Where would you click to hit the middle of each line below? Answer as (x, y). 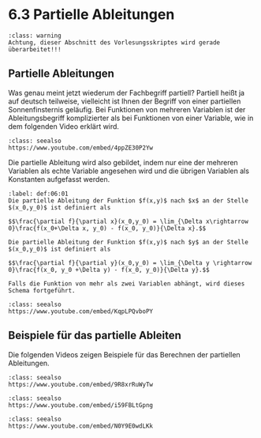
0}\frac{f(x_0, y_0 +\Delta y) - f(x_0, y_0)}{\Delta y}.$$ (109, 270)
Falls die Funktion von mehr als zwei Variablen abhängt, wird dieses (127, 283)
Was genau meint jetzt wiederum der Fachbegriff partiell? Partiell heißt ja (127, 93)
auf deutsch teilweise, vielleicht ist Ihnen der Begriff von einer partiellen (125, 101)
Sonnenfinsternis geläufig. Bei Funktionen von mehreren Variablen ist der (127, 109)
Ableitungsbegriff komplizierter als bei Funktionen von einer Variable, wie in (131, 118)
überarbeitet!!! (35, 49)
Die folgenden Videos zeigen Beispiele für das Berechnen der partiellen (124, 354)
